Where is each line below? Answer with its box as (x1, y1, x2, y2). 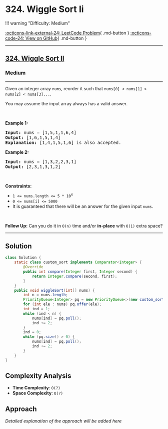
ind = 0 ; (23, 330, 41, 335)
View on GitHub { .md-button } (25, 35, 87, 41)
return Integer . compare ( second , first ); (31, 274, 117, 279)
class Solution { (5, 255, 41, 260)
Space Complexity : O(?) (12, 390, 63, 396)
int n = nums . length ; (23, 292, 68, 298)
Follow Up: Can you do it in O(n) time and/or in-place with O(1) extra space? (5, 223, 163, 229)
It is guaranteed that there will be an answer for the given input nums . (12, 203, 153, 209)
